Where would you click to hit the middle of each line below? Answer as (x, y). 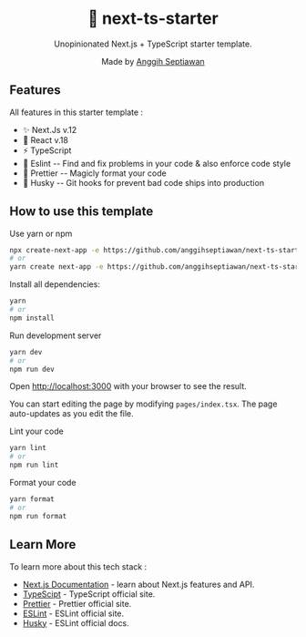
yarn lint (28, 448)
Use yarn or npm (41, 233)
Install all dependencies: (55, 284)
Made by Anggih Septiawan (153, 61)
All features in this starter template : (76, 112)
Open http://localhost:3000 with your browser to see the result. (128, 386)
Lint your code (36, 431)
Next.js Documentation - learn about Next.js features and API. (138, 584)
